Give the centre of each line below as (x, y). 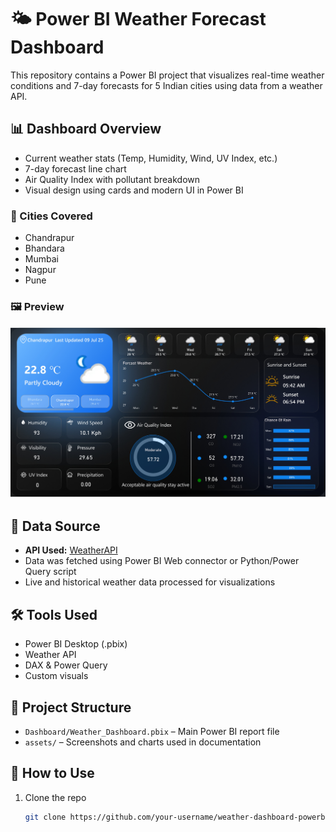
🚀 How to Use (52, 773)
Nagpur (40, 270)
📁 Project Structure (71, 707)
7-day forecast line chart (75, 168)
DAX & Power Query (66, 665)
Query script (50, 572)
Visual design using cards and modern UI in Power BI (134, 190)
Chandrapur (49, 238)
